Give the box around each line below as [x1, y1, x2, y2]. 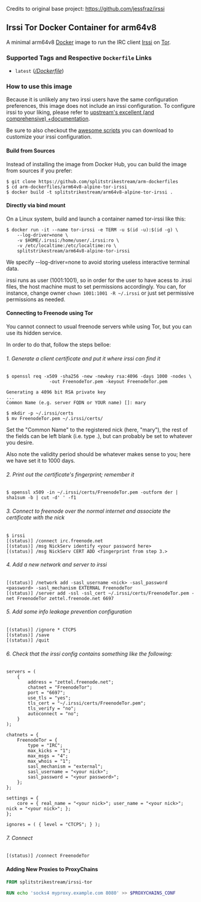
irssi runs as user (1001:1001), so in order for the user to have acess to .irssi [6, 277, 192, 284]
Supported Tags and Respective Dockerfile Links [6, 54, 152, 62]
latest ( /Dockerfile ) [14, 67, 64, 75]
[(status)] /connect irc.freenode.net [6, 537, 103, 544]
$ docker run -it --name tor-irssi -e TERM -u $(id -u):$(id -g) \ [6, 227, 179, 233]
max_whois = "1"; [28, 759, 71, 765]
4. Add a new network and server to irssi [6, 561, 107, 568]
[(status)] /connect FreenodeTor [6, 853, 90, 859]
